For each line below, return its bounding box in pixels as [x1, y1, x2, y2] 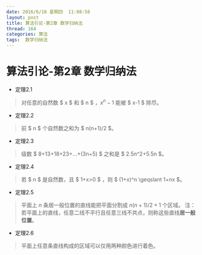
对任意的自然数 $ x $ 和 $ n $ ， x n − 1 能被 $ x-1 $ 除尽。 [21, 98, 162, 106]
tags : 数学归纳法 [6, 37, 48, 43]
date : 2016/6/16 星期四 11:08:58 [6, 8, 90, 15]
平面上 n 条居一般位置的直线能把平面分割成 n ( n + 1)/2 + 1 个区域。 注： [21, 201, 196, 209]
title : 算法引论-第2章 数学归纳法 [6, 20, 83, 26]
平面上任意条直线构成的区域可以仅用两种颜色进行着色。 [21, 242, 159, 249]
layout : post [6, 14, 39, 20]
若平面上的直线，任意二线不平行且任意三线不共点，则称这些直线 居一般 [21, 209, 196, 216]
